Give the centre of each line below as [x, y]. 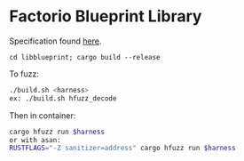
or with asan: [35, 140]
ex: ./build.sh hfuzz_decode [63, 98]
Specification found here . [55, 41]
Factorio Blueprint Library [106, 16]
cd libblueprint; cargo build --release [85, 57]
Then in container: [43, 115]
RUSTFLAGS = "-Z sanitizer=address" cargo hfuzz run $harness [123, 149]
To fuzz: [24, 74]
